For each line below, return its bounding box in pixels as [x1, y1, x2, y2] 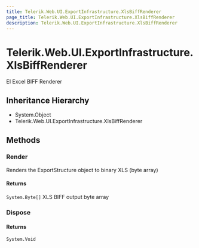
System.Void [6, 237, 36, 243]
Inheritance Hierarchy [6, 95, 90, 105]
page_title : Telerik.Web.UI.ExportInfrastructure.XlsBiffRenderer [6, 14, 175, 20]
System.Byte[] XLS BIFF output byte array [6, 194, 109, 201]
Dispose [6, 208, 31, 216]
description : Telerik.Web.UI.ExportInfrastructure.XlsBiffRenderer [6, 20, 178, 26]
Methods [6, 135, 41, 145]
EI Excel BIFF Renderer [6, 78, 63, 85]
